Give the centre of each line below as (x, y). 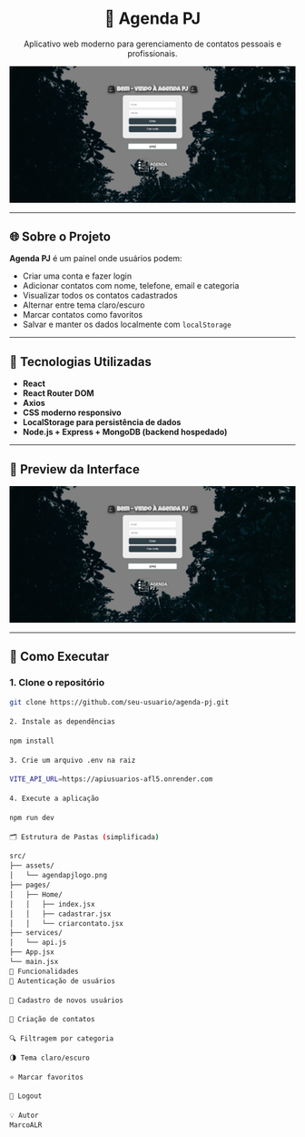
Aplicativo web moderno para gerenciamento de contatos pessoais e (152, 44)
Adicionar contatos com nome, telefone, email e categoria (131, 286)
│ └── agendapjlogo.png (58, 876)
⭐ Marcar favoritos (47, 1077)
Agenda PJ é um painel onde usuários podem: (96, 259)
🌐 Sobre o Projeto (60, 237)
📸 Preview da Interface (75, 469)
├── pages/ (30, 885)
